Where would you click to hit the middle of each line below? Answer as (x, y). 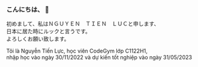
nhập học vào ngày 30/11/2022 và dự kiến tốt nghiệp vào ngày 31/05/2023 (99, 57)
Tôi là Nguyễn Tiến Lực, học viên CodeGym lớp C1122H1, (77, 51)
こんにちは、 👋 (28, 9)
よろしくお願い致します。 (38, 39)
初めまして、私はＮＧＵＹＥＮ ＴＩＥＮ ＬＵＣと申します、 (83, 24)
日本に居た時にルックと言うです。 (48, 31)
